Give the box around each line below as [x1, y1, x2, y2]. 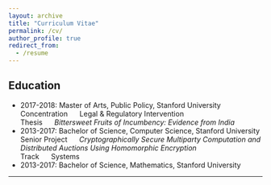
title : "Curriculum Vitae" [8, 19, 99, 27]
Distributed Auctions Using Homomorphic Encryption [19, 142, 198, 153]
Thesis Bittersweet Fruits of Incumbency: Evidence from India [19, 117, 236, 127]
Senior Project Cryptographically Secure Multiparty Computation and [19, 134, 261, 144]
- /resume [15, 49, 48, 57]
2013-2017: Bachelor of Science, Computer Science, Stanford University [19, 125, 261, 135]
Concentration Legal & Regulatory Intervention [19, 109, 184, 118]
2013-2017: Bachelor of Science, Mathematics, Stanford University [19, 160, 241, 170]
